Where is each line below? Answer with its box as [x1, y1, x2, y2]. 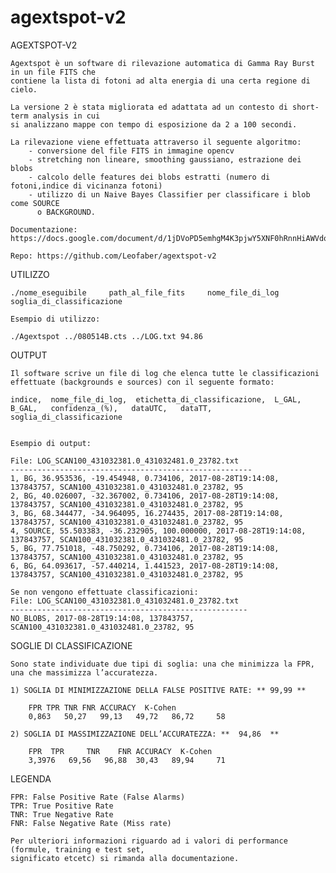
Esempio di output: [10, 438, 92, 448]
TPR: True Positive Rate [10, 801, 114, 811]
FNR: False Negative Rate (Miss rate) [10, 818, 172, 828]
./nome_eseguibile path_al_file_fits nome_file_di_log [10, 287, 280, 298]
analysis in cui [32, 111, 101, 121]
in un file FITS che [10, 67, 97, 77]
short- [292, 102, 320, 112]
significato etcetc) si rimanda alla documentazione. [10, 853, 240, 863]
